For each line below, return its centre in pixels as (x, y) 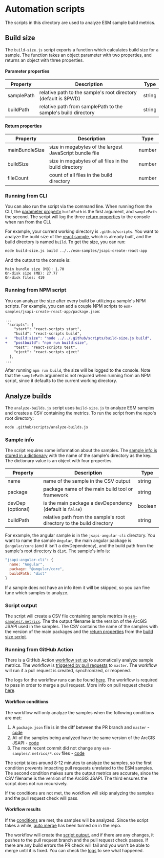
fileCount (18, 178)
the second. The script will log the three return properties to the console (78, 217)
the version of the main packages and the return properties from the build (79, 632)
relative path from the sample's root (84, 517)
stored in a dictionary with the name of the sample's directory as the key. (78, 455)
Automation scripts (45, 9)
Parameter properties (27, 71)
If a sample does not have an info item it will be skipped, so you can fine (78, 587)
